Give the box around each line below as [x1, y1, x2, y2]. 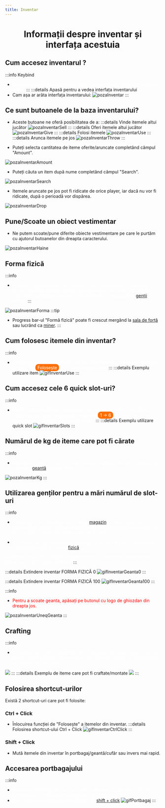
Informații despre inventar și [24, 28, 142, 40]
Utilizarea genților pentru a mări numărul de [5, 489, 142, 497]
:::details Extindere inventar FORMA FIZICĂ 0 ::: [5, 569, 146, 575]
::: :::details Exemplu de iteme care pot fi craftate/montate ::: [11, 670, 139, 676]
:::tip [50, 307, 60, 314]
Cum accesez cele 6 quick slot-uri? [5, 384, 116, 393]
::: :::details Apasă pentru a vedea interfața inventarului [26, 86, 137, 92]
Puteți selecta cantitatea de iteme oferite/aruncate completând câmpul [12, 144, 156, 151]
